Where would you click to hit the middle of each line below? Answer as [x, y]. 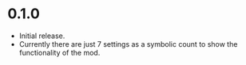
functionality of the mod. [60, 52]
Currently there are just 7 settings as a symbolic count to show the [128, 44]
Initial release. [42, 36]
